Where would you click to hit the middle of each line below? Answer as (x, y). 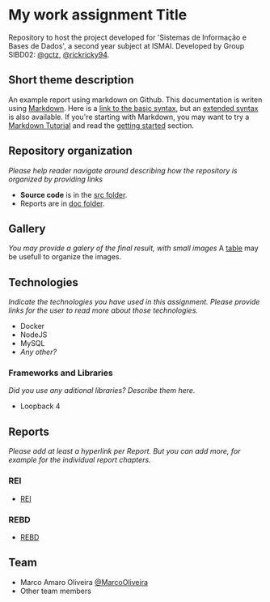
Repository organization (71, 151)
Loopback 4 (40, 406)
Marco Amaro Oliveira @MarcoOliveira (84, 582)
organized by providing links (56, 179)
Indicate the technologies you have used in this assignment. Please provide (134, 302)
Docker (32, 327)
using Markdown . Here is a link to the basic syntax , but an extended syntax (133, 108)
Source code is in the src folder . (74, 194)
